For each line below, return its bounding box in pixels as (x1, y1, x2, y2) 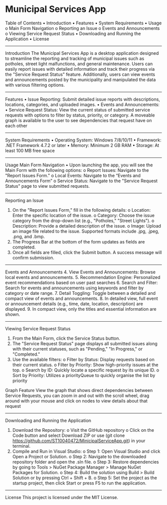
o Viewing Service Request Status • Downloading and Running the (5, 30, 141, 36)
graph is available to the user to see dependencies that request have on (5, 117, 152, 123)
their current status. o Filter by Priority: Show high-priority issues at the (12, 362, 159, 368)
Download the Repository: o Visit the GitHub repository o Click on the (12, 427, 154, 433)
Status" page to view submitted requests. (5, 183, 90, 189)
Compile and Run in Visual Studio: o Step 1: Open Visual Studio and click (12, 448, 161, 454)
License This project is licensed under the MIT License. (5, 494, 118, 500)
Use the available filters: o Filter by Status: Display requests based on (12, 356, 155, 362)
